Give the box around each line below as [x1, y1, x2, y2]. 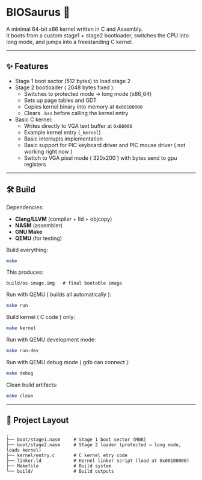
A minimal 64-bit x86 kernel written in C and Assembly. [6, 25, 143, 33]
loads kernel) [6, 447, 42, 453]
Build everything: [6, 246, 49, 253]
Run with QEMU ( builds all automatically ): [6, 291, 112, 298]
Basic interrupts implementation [23, 135, 103, 142]
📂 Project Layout [6, 415, 69, 426]
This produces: [6, 268, 44, 276]
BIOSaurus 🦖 [6, 5, 70, 19]
